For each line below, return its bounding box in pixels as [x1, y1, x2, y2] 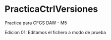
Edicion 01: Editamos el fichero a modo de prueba [4, 29, 106, 35]
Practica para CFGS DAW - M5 [4, 20, 67, 26]
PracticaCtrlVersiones [4, 3, 98, 15]
